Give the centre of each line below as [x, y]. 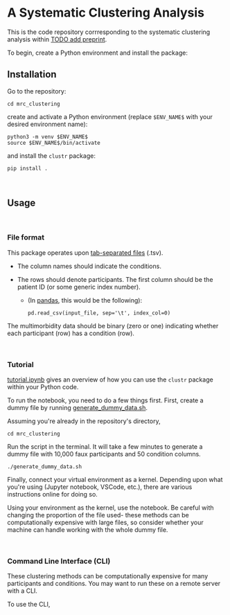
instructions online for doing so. [53, 494]
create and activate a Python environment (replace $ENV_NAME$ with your [110, 116]
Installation [32, 74]
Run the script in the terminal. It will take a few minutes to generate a [105, 447]
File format [26, 238]
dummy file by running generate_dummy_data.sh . [77, 408]
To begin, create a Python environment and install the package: [98, 53]
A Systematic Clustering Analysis [106, 13]
